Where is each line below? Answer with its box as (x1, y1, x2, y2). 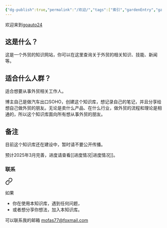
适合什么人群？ (5, 74, 51, 82)
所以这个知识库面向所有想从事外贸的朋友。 (18, 111, 105, 117)
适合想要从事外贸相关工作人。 (5, 88, 66, 94)
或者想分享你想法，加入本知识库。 (12, 207, 83, 213)
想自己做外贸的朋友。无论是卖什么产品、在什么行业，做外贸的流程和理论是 (5, 105, 158, 111)
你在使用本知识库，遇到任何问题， (12, 201, 83, 207)
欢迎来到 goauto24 (5, 21, 43, 27)
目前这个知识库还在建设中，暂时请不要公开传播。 (5, 142, 105, 148)
